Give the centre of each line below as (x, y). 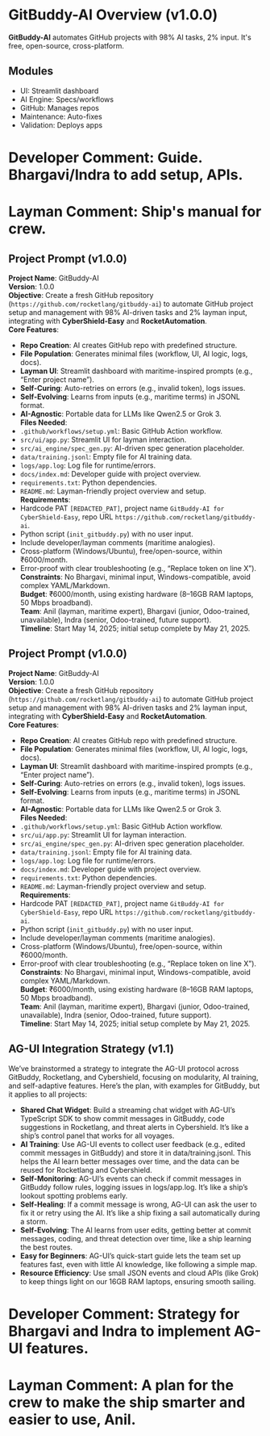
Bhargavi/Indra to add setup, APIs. (126, 174)
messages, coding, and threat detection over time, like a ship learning (135, 1238)
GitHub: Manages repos (59, 107)
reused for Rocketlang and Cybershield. (86, 1169)
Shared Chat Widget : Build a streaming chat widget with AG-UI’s (128, 1110)
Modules (31, 71)
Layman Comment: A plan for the (121, 1385)
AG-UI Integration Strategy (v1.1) (91, 1049)
